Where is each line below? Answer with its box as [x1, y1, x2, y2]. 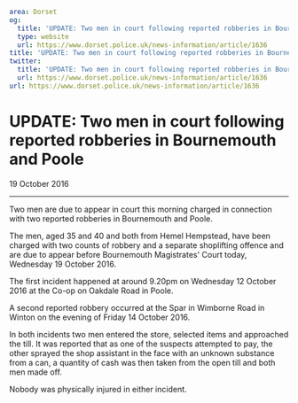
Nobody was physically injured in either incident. [9, 384, 188, 394]
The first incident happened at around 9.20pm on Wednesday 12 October [9, 275, 277, 286]
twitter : [9, 57, 42, 66]
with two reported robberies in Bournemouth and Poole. [9, 213, 213, 224]
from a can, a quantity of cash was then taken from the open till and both [9, 357, 276, 368]
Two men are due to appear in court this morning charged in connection [9, 204, 272, 214]
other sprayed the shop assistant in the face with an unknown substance [9, 347, 275, 358]
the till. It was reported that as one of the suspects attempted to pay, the [9, 338, 273, 349]
